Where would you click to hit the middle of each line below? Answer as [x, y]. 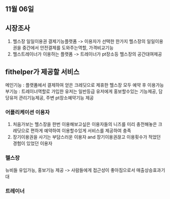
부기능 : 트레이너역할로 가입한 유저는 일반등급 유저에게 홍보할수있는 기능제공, [81, 91]
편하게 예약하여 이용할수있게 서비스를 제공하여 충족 [81, 131]
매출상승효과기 [151, 170]
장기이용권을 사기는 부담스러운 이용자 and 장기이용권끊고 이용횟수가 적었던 [87, 137]
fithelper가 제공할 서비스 [42, 72]
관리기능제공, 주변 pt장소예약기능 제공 [56, 98]
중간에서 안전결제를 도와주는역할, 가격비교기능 [68, 48]
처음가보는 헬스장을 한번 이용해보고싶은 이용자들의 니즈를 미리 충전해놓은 [85, 125]
